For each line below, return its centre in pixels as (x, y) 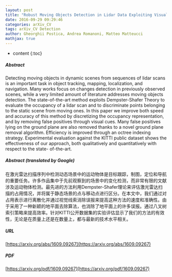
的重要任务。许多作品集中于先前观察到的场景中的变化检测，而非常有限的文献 (86, 181)
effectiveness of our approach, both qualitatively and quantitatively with (81, 143)
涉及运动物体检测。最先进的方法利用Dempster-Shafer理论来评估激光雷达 (82, 187)
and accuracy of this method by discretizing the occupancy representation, (85, 116)
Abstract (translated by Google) (40, 161)
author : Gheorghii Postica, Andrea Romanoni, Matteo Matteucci (74, 34)
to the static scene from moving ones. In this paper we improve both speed (84, 110)
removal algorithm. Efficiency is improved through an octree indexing (78, 132)
